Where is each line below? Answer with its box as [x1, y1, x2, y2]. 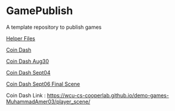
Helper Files [6, 35, 35, 42]
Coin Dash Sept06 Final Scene [6, 80, 81, 88]
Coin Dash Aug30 [6, 58, 49, 65]
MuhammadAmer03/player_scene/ [6, 98, 90, 105]
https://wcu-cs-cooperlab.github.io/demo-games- [47, 92, 169, 99]
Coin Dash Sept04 [6, 69, 51, 76]
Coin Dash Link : [6, 92, 46, 99]
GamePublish [6, 4, 74, 18]
